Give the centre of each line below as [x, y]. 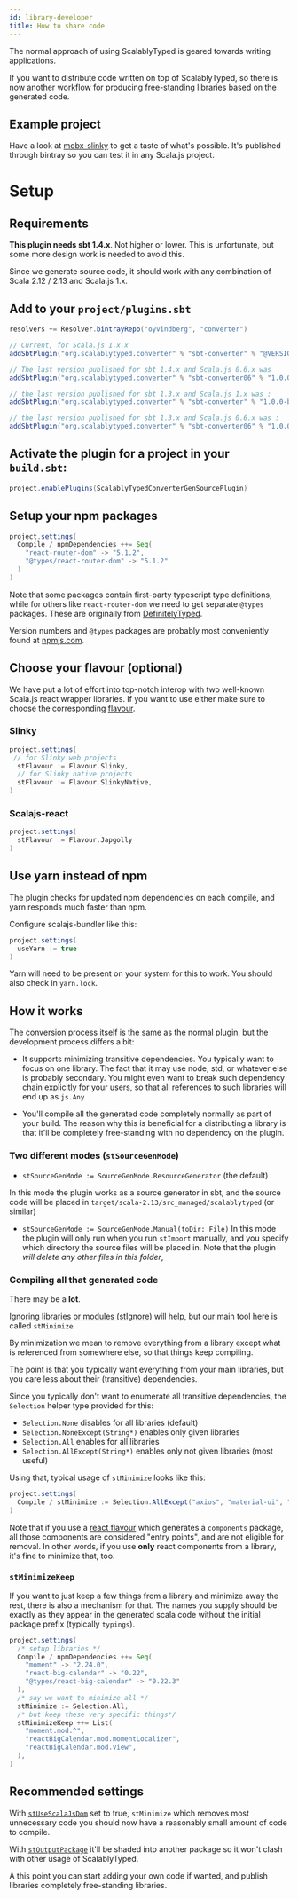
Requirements [49, 223]
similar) [23, 1211]
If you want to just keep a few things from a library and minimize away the [144, 1596]
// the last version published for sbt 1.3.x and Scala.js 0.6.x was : [144, 418]
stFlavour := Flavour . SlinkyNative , [85, 783]
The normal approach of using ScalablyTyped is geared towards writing [140, 51]
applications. [32, 60]
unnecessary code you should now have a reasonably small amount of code [149, 1822]
